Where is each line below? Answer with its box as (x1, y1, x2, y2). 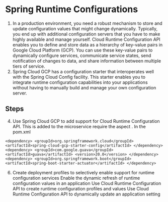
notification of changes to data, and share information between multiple (12, 58, 161, 64)
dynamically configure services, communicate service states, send (12, 52, 151, 59)
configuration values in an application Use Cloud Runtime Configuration (12, 180, 161, 186)
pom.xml (12, 129, 31, 135)
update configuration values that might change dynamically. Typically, (12, 25, 158, 31)
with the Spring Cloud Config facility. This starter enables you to (12, 74, 146, 80)
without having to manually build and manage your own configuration (12, 84, 156, 90)
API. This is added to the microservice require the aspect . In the (12, 123, 146, 129)
